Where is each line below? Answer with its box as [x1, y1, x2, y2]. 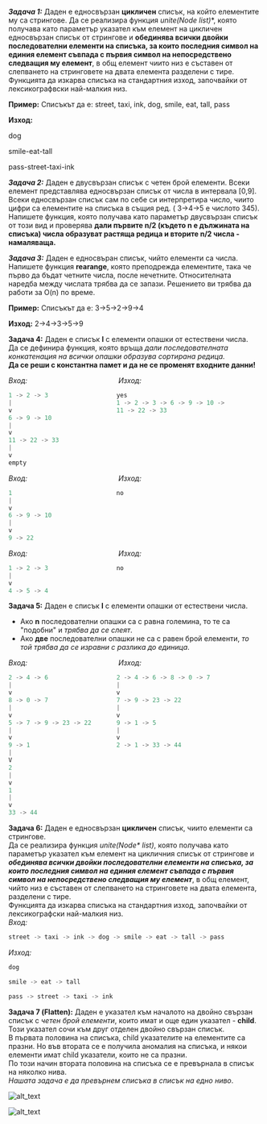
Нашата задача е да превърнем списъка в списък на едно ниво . [8, 1076, 234, 1085]
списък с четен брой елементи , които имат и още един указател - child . [8, 1015, 257, 1025]
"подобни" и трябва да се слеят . [19, 625, 133, 635]
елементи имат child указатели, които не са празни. [8, 1050, 187, 1059]
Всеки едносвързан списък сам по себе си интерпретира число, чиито [8, 195, 255, 204]
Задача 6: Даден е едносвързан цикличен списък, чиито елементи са [8, 823, 253, 833]
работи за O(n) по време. [8, 288, 96, 297]
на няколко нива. [8, 1067, 67, 1076]
